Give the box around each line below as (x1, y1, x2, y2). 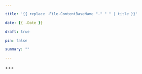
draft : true (5, 29, 30, 34)
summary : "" (5, 47, 30, 52)
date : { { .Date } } (5, 20, 43, 25)
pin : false (5, 38, 28, 43)
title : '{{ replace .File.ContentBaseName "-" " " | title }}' (5, 11, 138, 16)
